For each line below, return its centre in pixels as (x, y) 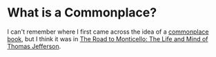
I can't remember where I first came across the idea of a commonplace (108, 32)
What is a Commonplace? (82, 13)
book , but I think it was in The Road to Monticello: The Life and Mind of (108, 38)
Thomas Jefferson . (34, 46)
